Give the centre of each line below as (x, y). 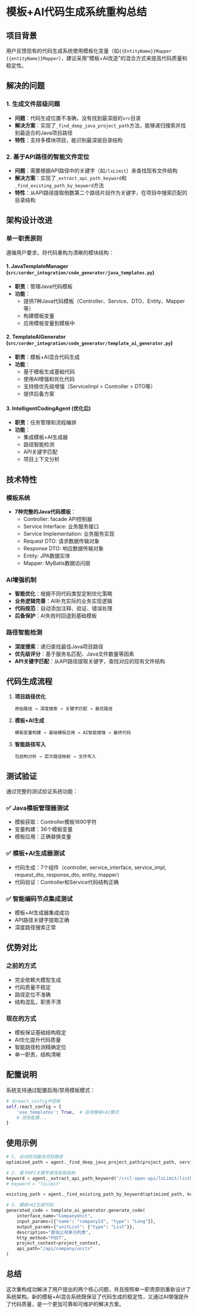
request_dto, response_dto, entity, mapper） (68, 874)
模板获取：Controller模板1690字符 (55, 822)
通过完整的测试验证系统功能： (42, 791)
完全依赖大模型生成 (38, 980)
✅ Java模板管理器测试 (38, 808)
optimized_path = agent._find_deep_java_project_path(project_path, (91, 1162)
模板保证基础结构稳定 (40, 1033)
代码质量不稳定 (33, 987)
